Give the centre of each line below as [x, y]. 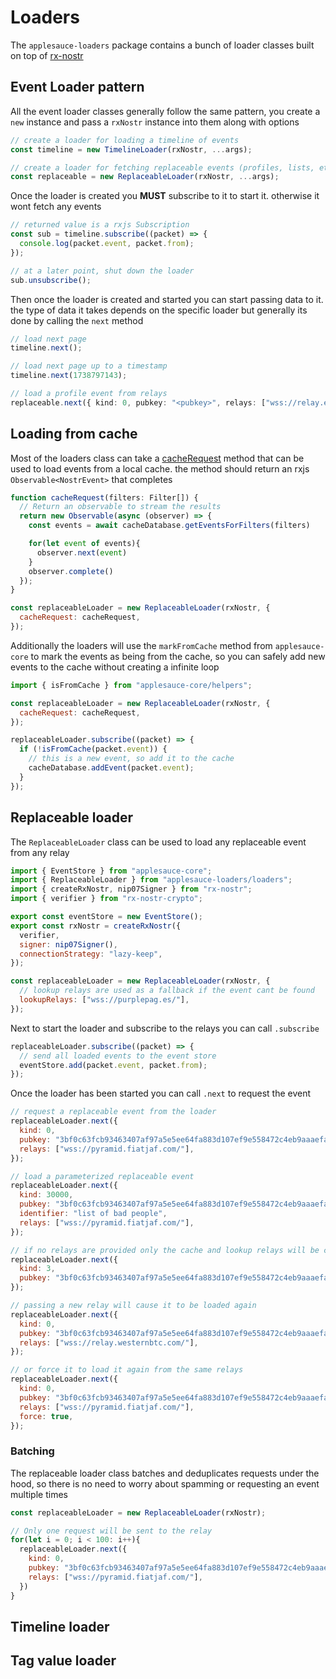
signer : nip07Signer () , [68, 944]
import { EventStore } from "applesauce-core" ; [111, 871]
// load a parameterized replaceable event [102, 1176]
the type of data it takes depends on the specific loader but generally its [159, 310]
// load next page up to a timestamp [89, 366]
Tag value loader [63, 1661]
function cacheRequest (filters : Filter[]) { [104, 497]
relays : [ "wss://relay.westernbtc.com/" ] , [109, 1342]
